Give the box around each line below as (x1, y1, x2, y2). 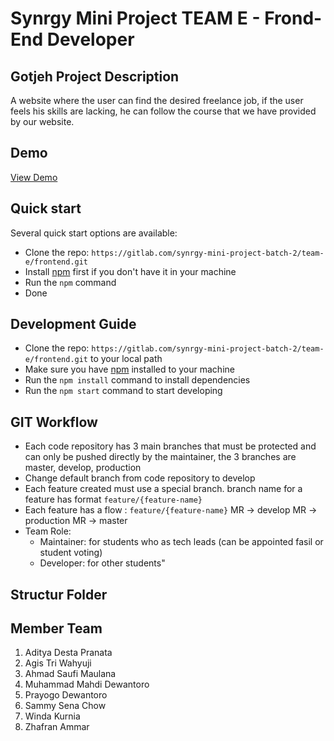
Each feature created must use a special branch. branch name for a (24, 483, 303, 495)
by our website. (10, 116, 75, 127)
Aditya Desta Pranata (24, 647, 113, 659)
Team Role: (24, 525, 72, 537)
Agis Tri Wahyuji (24, 657, 92, 669)
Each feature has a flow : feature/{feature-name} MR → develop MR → (24, 504, 318, 516)
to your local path (89, 353, 163, 365)
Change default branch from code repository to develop (24, 472, 256, 484)
